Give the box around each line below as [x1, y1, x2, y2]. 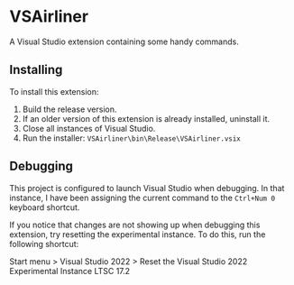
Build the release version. [22, 104, 117, 115]
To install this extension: [9, 86, 99, 97]
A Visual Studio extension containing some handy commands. [9, 36, 239, 47]
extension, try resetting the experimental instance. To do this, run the [9, 228, 266, 240]
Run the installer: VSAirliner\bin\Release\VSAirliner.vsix [22, 133, 242, 143]
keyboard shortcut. [9, 201, 80, 213]
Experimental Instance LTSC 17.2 [9, 265, 131, 276]
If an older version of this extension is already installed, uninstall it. [22, 113, 271, 124]
